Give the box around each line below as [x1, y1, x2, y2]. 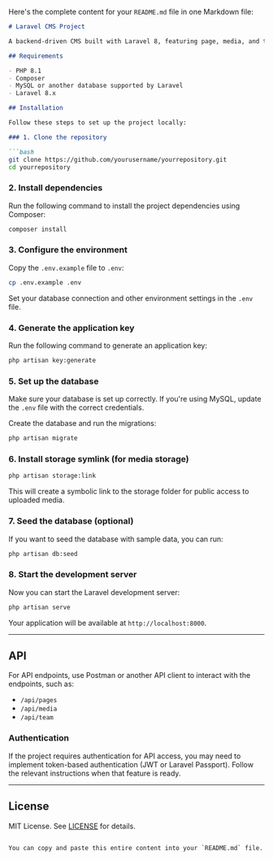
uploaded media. [8, 495, 65, 505]
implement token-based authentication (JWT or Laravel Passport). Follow [8, 759, 254, 769]
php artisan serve [8, 603, 71, 611]
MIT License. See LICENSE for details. [8, 821, 136, 831]
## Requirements [8, 52, 63, 60]
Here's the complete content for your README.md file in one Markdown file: [8, 7, 253, 16]
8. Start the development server [8, 569, 137, 580]
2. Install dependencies [8, 182, 103, 193]
